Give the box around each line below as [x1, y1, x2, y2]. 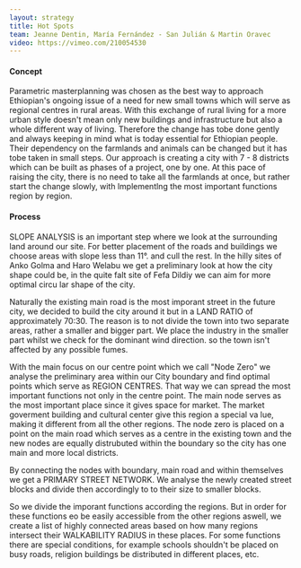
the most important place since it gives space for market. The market [9, 399, 265, 410]
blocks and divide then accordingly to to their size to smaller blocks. [9, 484, 261, 494]
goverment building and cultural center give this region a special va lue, [9, 409, 274, 420]
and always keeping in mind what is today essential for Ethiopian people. [9, 134, 279, 144]
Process [9, 212, 41, 223]
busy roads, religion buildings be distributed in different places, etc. [9, 548, 260, 559]
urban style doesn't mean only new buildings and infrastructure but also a [9, 114, 283, 126]
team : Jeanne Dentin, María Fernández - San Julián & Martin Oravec [9, 30, 271, 39]
